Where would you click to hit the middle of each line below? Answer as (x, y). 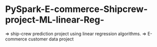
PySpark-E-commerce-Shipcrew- (77, 9)
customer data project (51, 39)
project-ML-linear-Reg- (55, 20)
